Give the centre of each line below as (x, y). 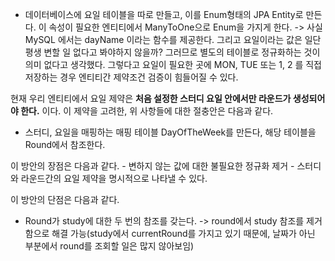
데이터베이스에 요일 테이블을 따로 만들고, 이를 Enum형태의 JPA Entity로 (164, 14)
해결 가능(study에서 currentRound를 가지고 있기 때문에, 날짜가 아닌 (183, 233)
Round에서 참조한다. (65, 144)
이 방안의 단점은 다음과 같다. (65, 199)
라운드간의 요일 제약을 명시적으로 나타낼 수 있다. (114, 178)
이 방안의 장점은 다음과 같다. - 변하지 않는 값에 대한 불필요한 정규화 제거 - (152, 166)
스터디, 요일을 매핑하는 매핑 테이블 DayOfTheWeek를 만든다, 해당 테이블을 (170, 132)
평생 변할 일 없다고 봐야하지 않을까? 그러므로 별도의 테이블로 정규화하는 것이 (172, 52)
